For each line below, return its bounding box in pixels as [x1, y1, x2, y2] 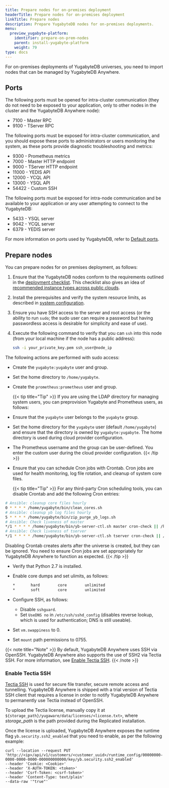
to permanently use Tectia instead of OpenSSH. [5, 698, 104, 704]
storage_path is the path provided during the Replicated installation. [5, 718, 146, 724]
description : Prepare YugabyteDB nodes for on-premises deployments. [5, 21, 154, 27]
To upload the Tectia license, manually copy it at [5, 707, 106, 713]
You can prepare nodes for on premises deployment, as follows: [5, 264, 138, 270]
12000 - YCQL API [12, 175, 51, 181]
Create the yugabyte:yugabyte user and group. [12, 364, 108, 370]
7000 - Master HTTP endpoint [12, 159, 75, 165]
